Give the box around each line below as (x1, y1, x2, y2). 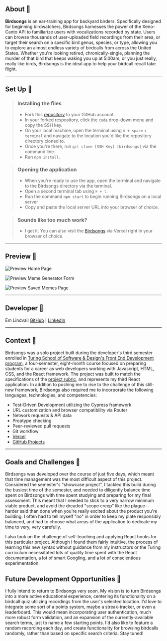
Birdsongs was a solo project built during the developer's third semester (5, 350, 153, 356)
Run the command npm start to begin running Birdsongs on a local (24, 193, 162, 200)
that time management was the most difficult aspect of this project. (5, 476, 143, 482)
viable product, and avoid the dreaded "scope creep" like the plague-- (5, 503, 149, 509)
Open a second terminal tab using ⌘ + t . (24, 188, 108, 194)
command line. (24, 148, 56, 155)
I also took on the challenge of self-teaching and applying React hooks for (5, 534, 157, 540)
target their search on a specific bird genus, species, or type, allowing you (5, 39, 158, 45)
